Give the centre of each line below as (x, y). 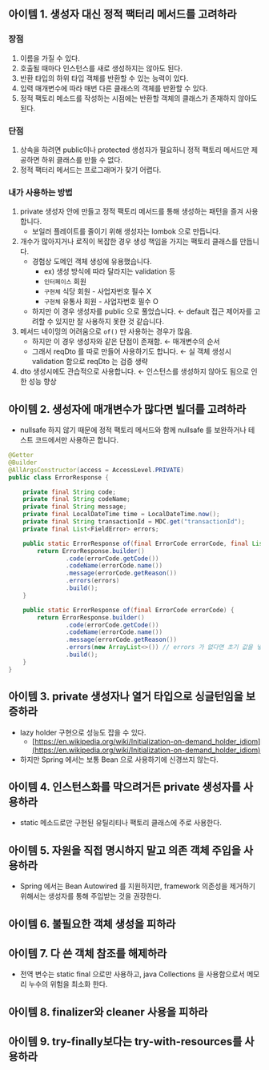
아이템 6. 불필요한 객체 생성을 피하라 (92, 924)
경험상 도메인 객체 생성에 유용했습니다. (92, 262)
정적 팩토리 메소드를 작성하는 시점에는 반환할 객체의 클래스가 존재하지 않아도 (139, 98)
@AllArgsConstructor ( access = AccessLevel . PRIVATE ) (96, 470)
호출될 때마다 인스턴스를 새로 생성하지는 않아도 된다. (101, 68)
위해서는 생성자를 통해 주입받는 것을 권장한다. (90, 896)
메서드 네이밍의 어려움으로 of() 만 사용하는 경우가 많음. (106, 331)
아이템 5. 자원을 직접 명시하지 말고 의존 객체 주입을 (125, 850)
